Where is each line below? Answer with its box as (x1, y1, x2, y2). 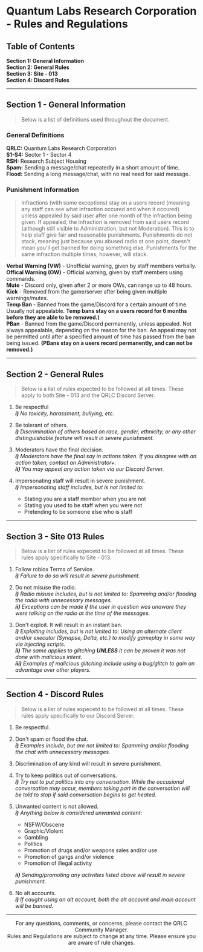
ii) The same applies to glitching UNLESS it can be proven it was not (14, 647, 186, 654)
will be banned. (14, 902, 54, 909)
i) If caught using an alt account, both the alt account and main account (14, 896, 196, 903)
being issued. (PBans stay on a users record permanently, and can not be (6, 340, 193, 347)
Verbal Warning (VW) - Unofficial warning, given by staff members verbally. (6, 262, 196, 270)
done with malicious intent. (14, 654, 83, 661)
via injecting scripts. (14, 640, 66, 648)
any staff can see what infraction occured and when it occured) (21, 206, 180, 213)
